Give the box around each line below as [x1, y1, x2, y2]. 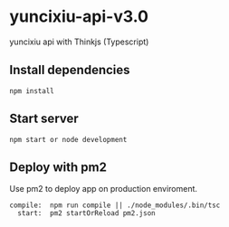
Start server [9, 111, 79, 127]
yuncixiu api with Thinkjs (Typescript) [9, 36, 149, 47]
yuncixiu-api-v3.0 [9, 6, 149, 27]
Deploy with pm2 [9, 159, 107, 175]
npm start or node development [9, 135, 128, 144]
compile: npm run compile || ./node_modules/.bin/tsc [9, 201, 221, 210]
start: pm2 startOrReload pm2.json [17, 209, 156, 218]
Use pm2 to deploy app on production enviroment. [9, 184, 197, 194]
